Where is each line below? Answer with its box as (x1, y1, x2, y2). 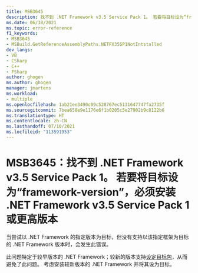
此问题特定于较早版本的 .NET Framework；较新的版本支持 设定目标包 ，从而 (6, 253, 187, 260)
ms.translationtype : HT (6, 112, 65, 118)
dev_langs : (6, 47, 33, 53)
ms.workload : (6, 91, 38, 96)
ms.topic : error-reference (6, 25, 72, 31)
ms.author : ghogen (6, 80, 51, 86)
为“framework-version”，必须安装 (6, 186, 176, 199)
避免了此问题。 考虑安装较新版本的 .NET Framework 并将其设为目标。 (6, 260, 175, 268)
